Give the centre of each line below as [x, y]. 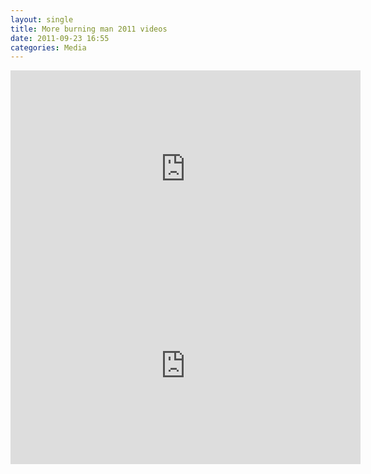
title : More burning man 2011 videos [89, 29]
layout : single [42, 19]
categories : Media [48, 47]
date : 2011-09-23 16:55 [60, 38]
